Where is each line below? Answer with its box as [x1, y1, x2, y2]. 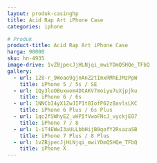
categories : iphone [7, 23, 64, 30]
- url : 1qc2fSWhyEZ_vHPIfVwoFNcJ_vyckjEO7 [13, 113, 138, 120]
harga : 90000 [7, 49, 45, 55]
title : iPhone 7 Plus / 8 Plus [19, 132, 110, 139]
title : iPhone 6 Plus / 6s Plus [19, 107, 113, 114]
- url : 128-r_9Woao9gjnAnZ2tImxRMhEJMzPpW [13, 74, 138, 81]
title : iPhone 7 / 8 [19, 119, 79, 126]
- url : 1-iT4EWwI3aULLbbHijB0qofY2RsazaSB [13, 126, 138, 132]
